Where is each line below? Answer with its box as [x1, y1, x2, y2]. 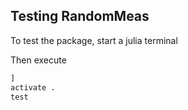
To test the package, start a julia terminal [10, 34, 178, 46]
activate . [10, 82, 56, 93]
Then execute [10, 54, 67, 66]
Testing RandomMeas [10, 8, 150, 25]
